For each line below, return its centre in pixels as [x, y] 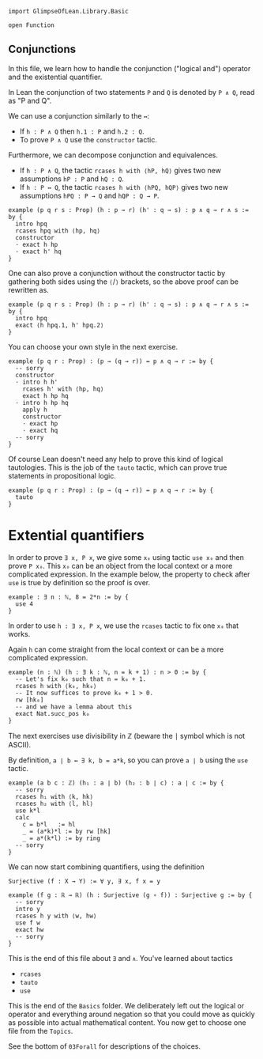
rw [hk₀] [30, 700]
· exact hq [40, 430]
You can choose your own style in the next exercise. [93, 346]
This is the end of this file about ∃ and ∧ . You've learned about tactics [120, 958]
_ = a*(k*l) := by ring [62, 838]
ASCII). [20, 744]
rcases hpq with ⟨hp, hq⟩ [58, 231]
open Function [32, 25]
